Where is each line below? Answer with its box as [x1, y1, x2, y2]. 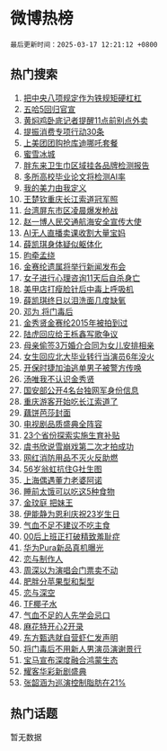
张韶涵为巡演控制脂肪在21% [22, 676, 127, 688]
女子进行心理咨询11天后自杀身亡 [22, 272, 141, 283]
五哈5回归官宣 [22, 103, 76, 114]
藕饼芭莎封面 [22, 407, 71, 418]
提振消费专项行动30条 [22, 126, 105, 137]
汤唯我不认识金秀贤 [22, 373, 95, 384]
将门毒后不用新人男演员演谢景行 [22, 643, 142, 654]
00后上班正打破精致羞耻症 [22, 531, 120, 541]
